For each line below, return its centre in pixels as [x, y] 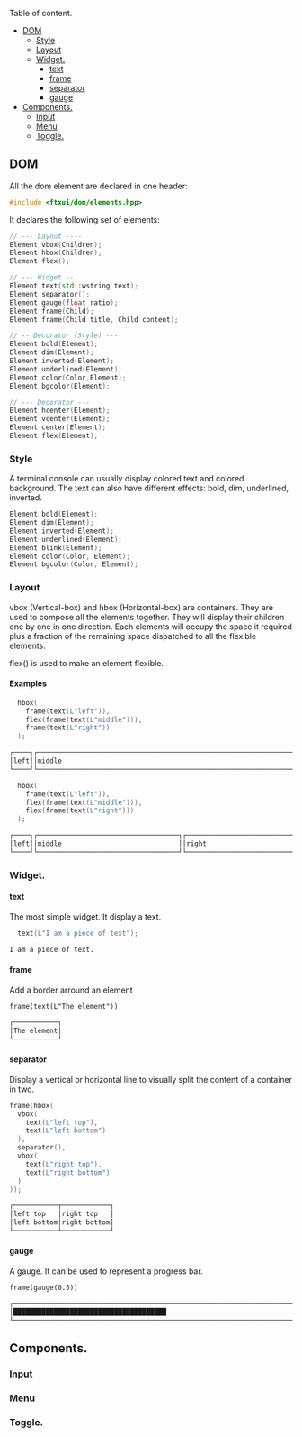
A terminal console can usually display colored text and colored [127, 479]
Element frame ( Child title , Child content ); [94, 319]
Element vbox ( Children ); [56, 244]
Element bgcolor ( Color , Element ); [74, 564]
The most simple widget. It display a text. [85, 916]
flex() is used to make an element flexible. [87, 663]
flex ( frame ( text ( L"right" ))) [80, 810]
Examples [28, 683]
